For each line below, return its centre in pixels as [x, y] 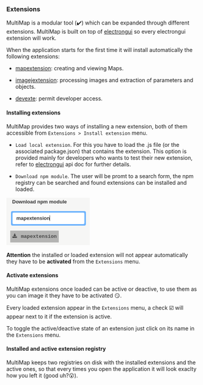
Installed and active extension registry [56, 349]
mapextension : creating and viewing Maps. [69, 69]
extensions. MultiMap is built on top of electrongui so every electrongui [96, 32]
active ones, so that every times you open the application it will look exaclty [102, 368]
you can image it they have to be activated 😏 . [64, 295]
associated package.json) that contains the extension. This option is [101, 151]
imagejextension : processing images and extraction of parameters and [104, 80]
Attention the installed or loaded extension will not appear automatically [97, 255]
